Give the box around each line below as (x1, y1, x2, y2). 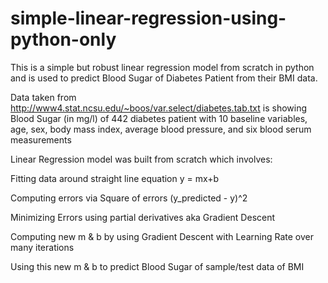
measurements (10, 133, 72, 146)
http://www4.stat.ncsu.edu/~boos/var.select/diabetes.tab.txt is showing (10, 102, 308, 114)
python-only (10, 28, 117, 51)
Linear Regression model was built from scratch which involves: (10, 153, 273, 165)
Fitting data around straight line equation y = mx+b (10, 172, 220, 184)
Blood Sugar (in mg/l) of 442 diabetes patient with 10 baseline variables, (10, 112, 308, 124)
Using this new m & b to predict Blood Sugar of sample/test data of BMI (10, 260, 305, 272)
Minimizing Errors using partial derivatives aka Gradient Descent (10, 211, 276, 223)
